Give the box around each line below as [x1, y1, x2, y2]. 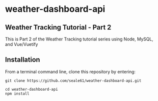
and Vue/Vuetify [5, 41, 38, 47]
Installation [5, 56, 40, 64]
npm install [5, 91, 29, 96]
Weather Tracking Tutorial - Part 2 [5, 23, 111, 32]
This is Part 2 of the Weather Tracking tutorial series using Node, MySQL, [5, 36, 154, 42]
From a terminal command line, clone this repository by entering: [5, 68, 136, 74]
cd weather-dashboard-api [5, 87, 58, 92]
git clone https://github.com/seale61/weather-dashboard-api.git [5, 78, 141, 83]
